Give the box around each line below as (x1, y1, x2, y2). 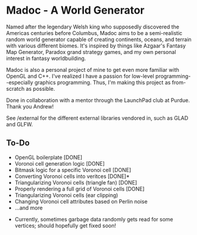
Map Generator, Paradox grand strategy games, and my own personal (6, 48, 176, 55)
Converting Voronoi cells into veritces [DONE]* (14, 173, 130, 180)
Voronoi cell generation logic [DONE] (14, 160, 105, 167)
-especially (6, 78, 34, 86)
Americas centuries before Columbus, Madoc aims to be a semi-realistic (6, 29, 183, 36)
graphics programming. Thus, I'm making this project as (34, 78, 171, 86)
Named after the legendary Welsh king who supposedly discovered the (6, 23, 179, 30)
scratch (6, 85, 25, 92)
